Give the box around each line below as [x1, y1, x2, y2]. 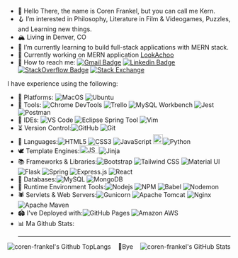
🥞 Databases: [17, 175, 57, 184]
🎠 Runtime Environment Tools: [17, 183, 106, 191]
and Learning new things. [17, 25, 92, 33]
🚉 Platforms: [17, 93, 54, 101]
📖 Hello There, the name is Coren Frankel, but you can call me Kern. [17, 7, 216, 15]
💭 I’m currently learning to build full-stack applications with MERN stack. [17, 43, 229, 51]
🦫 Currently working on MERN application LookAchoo [17, 50, 174, 59]
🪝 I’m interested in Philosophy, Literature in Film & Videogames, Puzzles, [17, 15, 231, 23]
